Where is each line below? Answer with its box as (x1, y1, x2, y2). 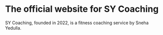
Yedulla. (5, 25, 22, 31)
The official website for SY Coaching (5, 3, 159, 15)
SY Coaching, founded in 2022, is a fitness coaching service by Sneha (5, 20, 149, 26)
